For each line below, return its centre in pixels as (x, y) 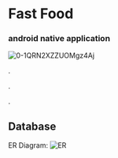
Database (32, 126)
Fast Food (41, 14)
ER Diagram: (28, 145)
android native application (59, 39)
